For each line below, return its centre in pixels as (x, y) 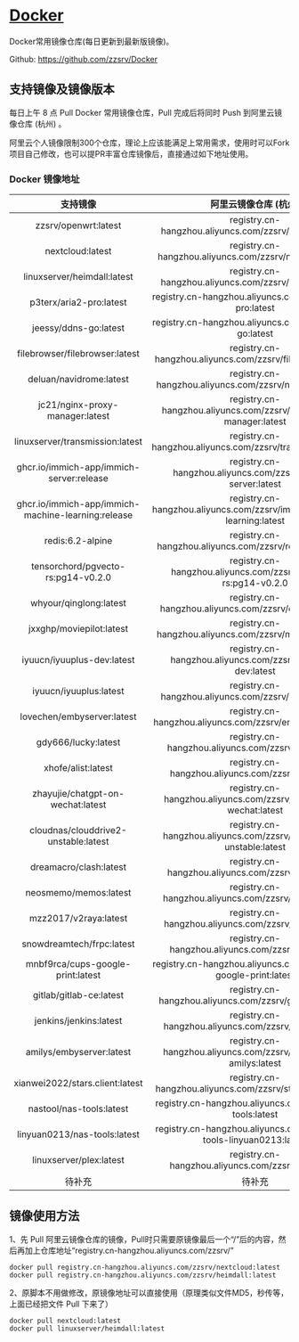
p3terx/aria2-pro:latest (78, 302)
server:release (78, 479)
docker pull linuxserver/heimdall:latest (87, 1329)
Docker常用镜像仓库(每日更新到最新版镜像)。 (92, 41)
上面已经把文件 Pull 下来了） (61, 1304)
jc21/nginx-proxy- (78, 405)
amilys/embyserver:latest (78, 1052)
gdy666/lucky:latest (78, 742)
